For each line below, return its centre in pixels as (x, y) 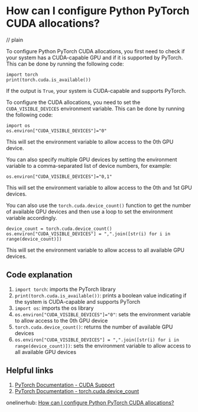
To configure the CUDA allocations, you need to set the (73, 102)
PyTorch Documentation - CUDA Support (65, 385)
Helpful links (30, 371)
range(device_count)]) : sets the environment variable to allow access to (103, 346)
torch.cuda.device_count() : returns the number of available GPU (94, 327)
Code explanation (39, 275)
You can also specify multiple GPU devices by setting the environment (92, 159)
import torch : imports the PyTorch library (65, 289)
